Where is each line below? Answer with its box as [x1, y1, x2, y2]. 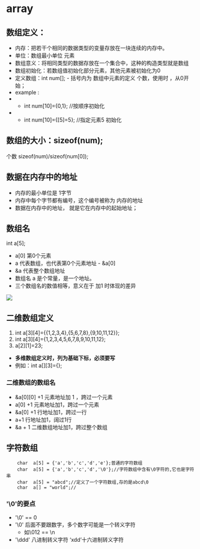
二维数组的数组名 [6, 379, 56, 387]
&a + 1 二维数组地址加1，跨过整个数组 [14, 423, 108, 430]
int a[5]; [6, 240, 26, 247]
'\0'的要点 [6, 500, 36, 508]
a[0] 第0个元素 [14, 252, 52, 259]
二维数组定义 [6, 312, 54, 323]
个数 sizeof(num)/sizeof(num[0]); [6, 152, 89, 160]
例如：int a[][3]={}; [14, 362, 62, 369]
